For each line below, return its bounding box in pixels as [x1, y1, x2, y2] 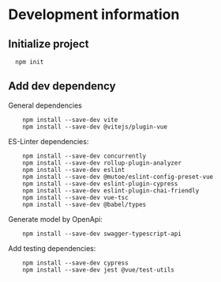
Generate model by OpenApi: [8, 214, 103, 223]
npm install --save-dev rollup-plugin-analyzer [22, 158, 182, 167]
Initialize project [8, 37, 89, 51]
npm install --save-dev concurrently [22, 152, 147, 160]
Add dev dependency [8, 79, 116, 93]
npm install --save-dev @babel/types [22, 200, 147, 208]
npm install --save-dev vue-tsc [22, 193, 129, 201]
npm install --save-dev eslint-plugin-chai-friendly [22, 186, 200, 195]
